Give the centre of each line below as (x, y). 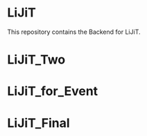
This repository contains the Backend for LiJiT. (74, 32)
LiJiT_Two (36, 60)
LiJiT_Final (39, 123)
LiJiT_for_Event (53, 91)
